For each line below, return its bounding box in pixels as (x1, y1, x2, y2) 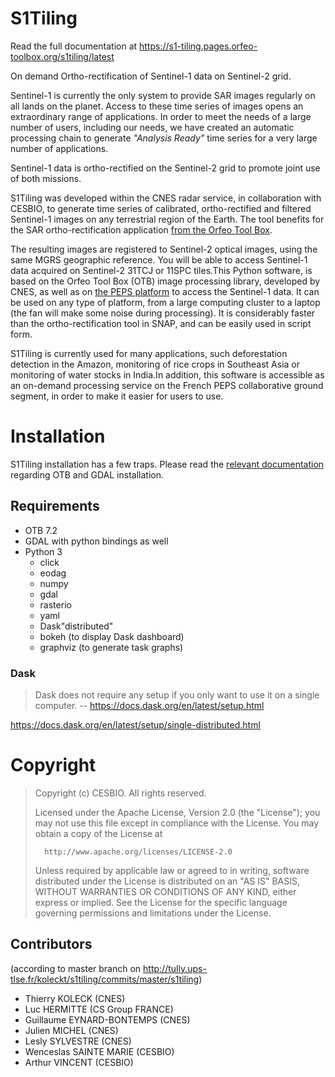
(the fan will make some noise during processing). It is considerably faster (10, 307, 316, 319)
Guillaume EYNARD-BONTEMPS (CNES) (24, 1013, 191, 1026)
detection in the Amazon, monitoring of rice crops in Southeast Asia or (10, 358, 300, 370)
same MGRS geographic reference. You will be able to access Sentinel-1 (10, 253, 308, 266)
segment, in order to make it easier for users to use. (10, 390, 224, 402)
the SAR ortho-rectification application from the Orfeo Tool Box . (10, 223, 273, 236)
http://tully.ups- (143, 962, 207, 974)
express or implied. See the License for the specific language (34, 896, 288, 908)
